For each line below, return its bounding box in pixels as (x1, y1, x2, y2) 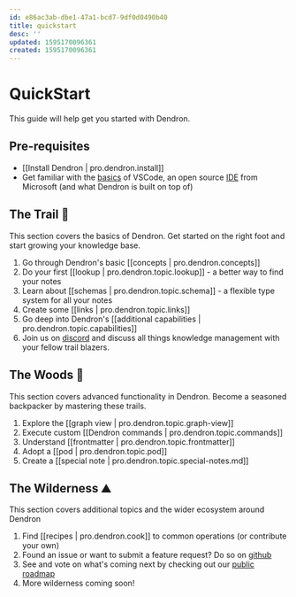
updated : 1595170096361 (9, 37, 97, 47)
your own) (21, 540, 60, 551)
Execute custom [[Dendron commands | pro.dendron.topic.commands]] (21, 427, 284, 438)
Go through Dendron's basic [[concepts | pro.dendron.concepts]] (21, 257, 261, 267)
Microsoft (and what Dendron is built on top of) (21, 181, 194, 191)
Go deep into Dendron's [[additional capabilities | (21, 314, 201, 324)
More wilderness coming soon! (21, 578, 135, 589)
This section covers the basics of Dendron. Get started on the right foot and (9, 230, 285, 241)
